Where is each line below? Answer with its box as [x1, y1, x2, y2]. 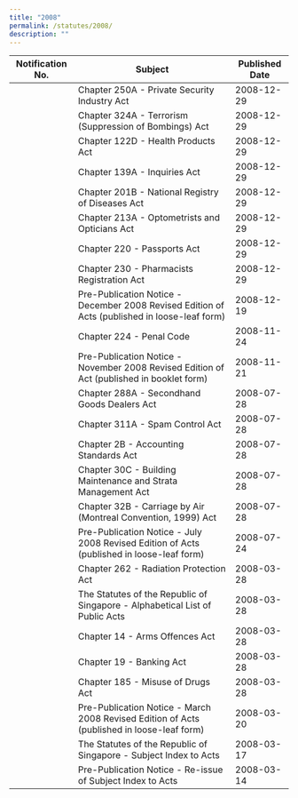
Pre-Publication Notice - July [78, 526, 202, 539]
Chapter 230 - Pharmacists [78, 263, 193, 275]
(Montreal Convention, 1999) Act [78, 512, 217, 524]
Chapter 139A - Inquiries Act [78, 166, 201, 179]
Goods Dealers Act [78, 398, 157, 411]
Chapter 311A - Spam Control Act [78, 419, 222, 431]
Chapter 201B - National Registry [78, 186, 219, 198]
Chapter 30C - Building [78, 464, 176, 476]
